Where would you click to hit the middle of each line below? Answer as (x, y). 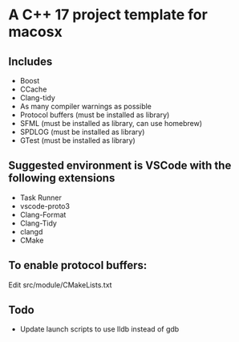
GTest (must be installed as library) (78, 140)
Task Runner (41, 197)
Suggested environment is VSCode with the (120, 166)
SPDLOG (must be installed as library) (82, 132)
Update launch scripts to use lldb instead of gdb (99, 329)
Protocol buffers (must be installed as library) (95, 115)
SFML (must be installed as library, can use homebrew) (111, 123)
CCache (33, 89)
